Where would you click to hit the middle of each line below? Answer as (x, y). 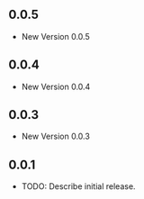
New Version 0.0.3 (56, 136)
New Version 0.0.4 (56, 86)
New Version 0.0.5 (56, 36)
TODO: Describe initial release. (78, 186)
